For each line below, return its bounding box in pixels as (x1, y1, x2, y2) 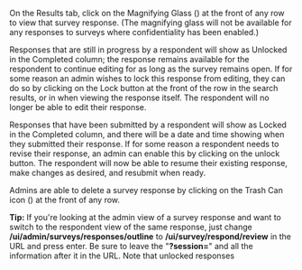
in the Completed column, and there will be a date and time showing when (9, 129, 285, 139)
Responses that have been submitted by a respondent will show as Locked (9, 119, 287, 130)
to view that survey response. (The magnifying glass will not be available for (9, 17, 292, 28)
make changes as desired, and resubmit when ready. (9, 167, 206, 178)
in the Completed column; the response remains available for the (9, 54, 250, 64)
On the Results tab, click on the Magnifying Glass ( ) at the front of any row (9, 8, 286, 18)
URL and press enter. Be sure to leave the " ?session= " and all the (9, 241, 254, 251)
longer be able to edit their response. (9, 102, 147, 112)
